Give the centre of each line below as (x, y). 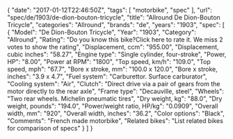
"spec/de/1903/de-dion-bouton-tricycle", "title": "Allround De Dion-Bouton (114, 17)
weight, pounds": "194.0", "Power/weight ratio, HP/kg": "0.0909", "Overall (113, 106)
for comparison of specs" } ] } (50, 128)
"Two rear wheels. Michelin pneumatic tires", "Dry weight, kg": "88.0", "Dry (115, 99)
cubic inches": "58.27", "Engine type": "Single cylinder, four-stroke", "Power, (117, 54)
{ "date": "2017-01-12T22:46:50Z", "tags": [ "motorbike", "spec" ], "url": (110, 10)
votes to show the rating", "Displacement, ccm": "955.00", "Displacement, (113, 47)
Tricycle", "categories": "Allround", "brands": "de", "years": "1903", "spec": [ (116, 25)
